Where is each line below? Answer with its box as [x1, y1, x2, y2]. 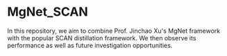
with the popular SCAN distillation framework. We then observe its [7, 33, 196, 42]
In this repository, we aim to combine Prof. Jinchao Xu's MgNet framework [7, 27, 221, 35]
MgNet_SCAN [7, 4, 88, 20]
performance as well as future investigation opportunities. [7, 41, 173, 49]
